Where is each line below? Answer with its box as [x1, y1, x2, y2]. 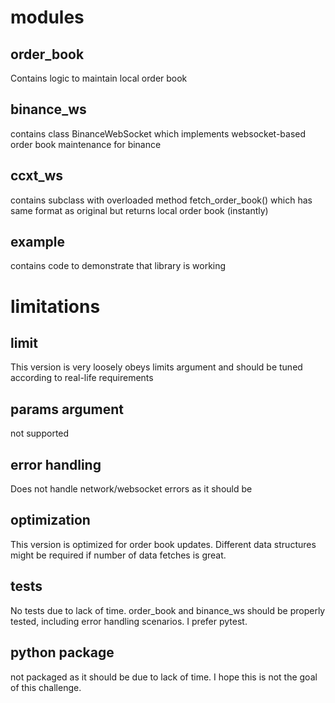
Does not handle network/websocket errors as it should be [10, 483, 253, 495]
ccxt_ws [10, 167, 64, 185]
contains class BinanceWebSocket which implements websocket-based [10, 127, 307, 140]
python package [10, 644, 115, 661]
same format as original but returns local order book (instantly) [10, 204, 269, 216]
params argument [10, 401, 125, 418]
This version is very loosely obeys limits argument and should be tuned [10, 361, 303, 373]
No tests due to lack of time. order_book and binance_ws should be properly [10, 604, 326, 616]
